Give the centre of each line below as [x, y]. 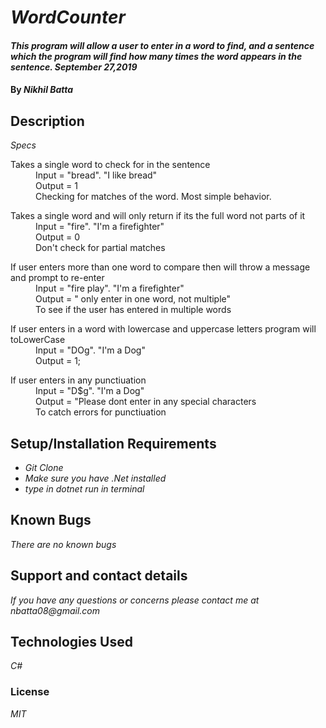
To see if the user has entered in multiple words [133, 310]
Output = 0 [57, 237]
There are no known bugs [63, 544]
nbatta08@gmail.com [55, 610]
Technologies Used [71, 642]
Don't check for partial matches [100, 248]
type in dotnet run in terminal [84, 489]
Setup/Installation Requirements [113, 443]
